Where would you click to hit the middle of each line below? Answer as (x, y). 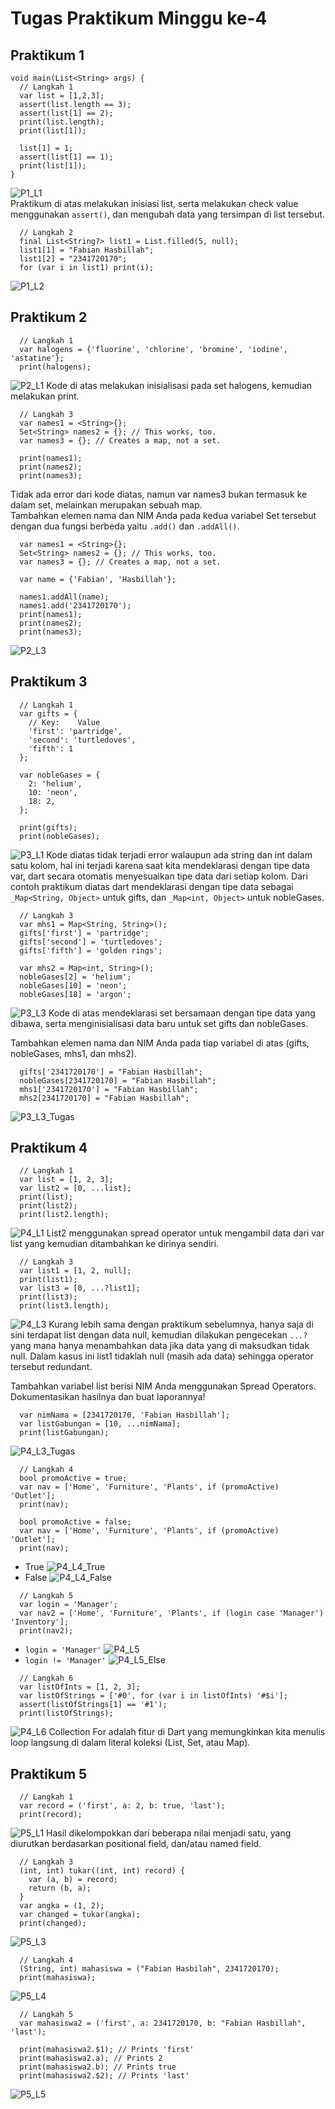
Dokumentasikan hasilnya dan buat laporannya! (108, 1397)
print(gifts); (48, 827)
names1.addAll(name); (64, 597)
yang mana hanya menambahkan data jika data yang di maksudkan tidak (160, 1346)
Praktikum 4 (49, 1148)
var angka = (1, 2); (62, 1906)
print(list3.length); (64, 1306)
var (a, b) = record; (73, 1880)
